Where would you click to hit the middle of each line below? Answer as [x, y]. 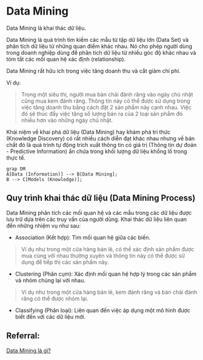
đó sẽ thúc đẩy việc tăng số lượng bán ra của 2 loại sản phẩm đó [102, 114]
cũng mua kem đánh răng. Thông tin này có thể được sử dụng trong [106, 101]
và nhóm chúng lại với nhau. [50, 280]
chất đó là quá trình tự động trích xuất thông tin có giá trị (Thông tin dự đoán [101, 144]
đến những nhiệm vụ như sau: [44, 225]
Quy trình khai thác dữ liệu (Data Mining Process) [101, 198]
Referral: [23, 336]
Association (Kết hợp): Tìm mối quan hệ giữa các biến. [82, 237]
